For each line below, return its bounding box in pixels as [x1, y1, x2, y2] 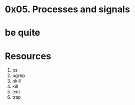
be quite [5, 27, 40, 39]
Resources [5, 50, 52, 62]
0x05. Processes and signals [5, 4, 130, 15]
